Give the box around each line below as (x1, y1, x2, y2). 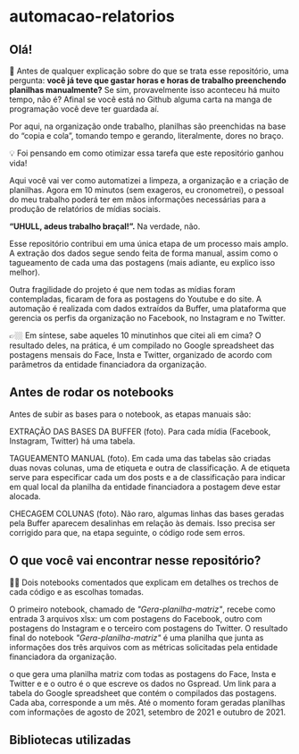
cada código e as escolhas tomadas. (9, 586, 145, 597)
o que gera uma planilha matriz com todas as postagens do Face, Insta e (9, 668, 277, 679)
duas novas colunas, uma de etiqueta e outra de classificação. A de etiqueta (9, 462, 290, 473)
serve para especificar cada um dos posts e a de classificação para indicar (9, 471, 286, 482)
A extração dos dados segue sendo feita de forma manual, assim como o (9, 248, 278, 258)
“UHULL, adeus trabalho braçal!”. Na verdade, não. (9, 221, 201, 232)
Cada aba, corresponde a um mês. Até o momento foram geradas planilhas (9, 697, 286, 707)
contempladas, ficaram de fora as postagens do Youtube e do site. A (9, 293, 262, 304)
